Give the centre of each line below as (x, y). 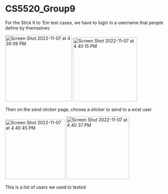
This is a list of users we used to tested (46, 187)
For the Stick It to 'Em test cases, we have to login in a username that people (84, 23)
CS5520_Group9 (40, 9)
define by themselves (28, 28)
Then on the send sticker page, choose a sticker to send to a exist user (78, 109)
